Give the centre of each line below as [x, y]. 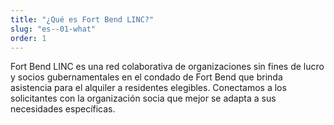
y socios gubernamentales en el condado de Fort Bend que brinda [146, 77]
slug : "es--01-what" [53, 29]
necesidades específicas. [63, 109]
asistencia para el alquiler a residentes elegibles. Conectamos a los [148, 88]
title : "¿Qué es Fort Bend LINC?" [82, 19]
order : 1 [28, 38]
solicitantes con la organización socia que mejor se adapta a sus [143, 98]
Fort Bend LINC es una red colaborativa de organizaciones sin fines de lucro [167, 67]
